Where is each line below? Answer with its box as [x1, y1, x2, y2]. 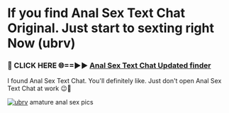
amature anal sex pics [29, 98, 94, 107]
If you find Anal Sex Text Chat [7, 5, 186, 21]
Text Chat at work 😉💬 [7, 84, 72, 93]
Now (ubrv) [7, 36, 76, 51]
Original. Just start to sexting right [7, 20, 215, 36]
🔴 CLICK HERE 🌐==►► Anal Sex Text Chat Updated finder [7, 60, 211, 70]
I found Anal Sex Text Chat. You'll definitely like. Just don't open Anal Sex [7, 77, 222, 85]
